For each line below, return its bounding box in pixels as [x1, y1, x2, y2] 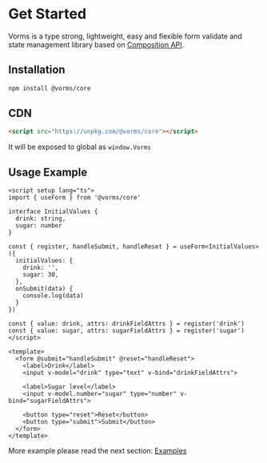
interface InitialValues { [8, 207, 98, 216]
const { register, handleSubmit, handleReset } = [8, 243, 177, 251]
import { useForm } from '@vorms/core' [8, 194, 141, 202]
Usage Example [8, 165, 88, 179]
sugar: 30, [22, 271, 59, 279]
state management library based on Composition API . [8, 39, 185, 49]
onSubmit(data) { [15, 285, 74, 293]
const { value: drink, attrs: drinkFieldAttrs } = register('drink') [8, 320, 245, 328]
